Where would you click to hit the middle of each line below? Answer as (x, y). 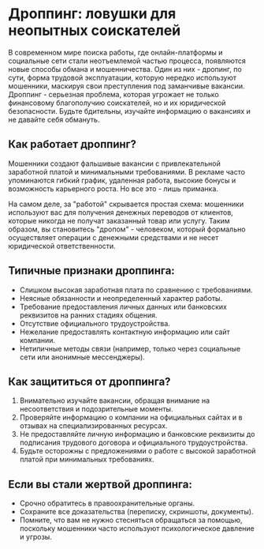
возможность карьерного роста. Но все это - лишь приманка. (113, 188)
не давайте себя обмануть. (54, 119)
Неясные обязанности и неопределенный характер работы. (121, 298)
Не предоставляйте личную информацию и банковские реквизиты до (137, 434)
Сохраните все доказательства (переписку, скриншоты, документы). (136, 512)
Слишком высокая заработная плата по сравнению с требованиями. (136, 290)
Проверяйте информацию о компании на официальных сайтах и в (131, 417)
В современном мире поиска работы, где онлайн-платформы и (115, 52)
